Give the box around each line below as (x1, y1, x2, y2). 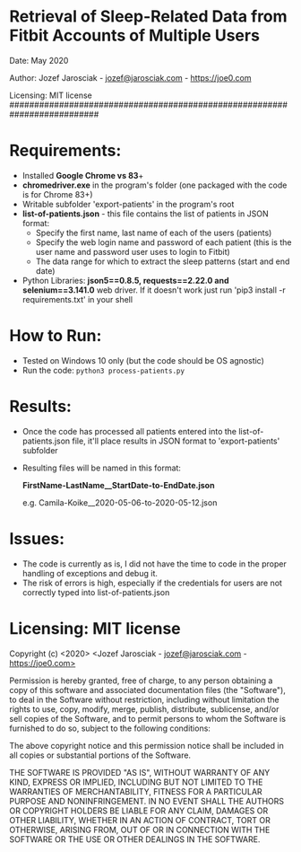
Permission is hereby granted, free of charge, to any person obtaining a (9, 675, 273, 686)
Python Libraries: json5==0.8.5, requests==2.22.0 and (21, 275, 230, 285)
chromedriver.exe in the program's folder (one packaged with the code (21, 180, 288, 190)
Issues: (9, 528, 65, 549)
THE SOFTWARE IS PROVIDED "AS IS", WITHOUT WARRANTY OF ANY (9, 767, 271, 777)
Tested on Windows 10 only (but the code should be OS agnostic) (21, 355, 264, 365)
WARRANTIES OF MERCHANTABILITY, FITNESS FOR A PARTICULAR (9, 786, 262, 796)
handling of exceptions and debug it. (21, 567, 159, 578)
